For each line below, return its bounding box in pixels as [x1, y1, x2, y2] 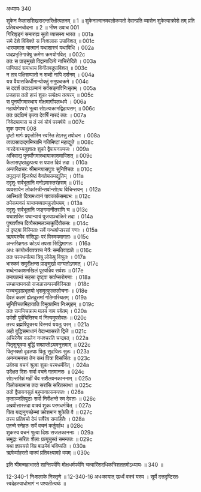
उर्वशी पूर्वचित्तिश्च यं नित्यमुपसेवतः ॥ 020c [6, 314, 87, 321]
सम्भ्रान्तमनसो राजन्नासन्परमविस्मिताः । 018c [6, 280, 90, 287]
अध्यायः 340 [6, 5, 32, 12]
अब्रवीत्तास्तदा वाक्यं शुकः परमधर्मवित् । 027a [6, 402, 92, 409]
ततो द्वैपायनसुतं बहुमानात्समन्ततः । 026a [6, 388, 84, 395]
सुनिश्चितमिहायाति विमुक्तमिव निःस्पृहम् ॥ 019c [6, 301, 95, 308]
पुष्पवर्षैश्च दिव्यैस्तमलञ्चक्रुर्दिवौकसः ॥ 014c [6, 220, 89, 227]
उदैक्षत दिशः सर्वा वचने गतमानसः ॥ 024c [6, 368, 85, 375]
